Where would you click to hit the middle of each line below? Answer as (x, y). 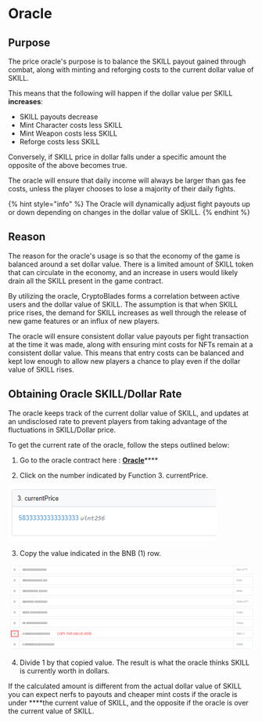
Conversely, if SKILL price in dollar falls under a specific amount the (117, 157)
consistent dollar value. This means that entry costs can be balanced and (126, 353)
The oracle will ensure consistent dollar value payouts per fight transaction (128, 336)
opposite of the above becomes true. (68, 165)
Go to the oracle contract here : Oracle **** (89, 460)
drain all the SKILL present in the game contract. (86, 281)
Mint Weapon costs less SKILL (68, 133)
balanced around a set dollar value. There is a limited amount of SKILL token (131, 264)
